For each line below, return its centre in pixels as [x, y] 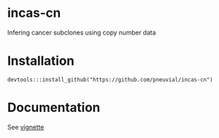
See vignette [26, 127]
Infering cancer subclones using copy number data [82, 32]
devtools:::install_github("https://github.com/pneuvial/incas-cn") [110, 80]
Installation [41, 61]
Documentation [54, 108]
